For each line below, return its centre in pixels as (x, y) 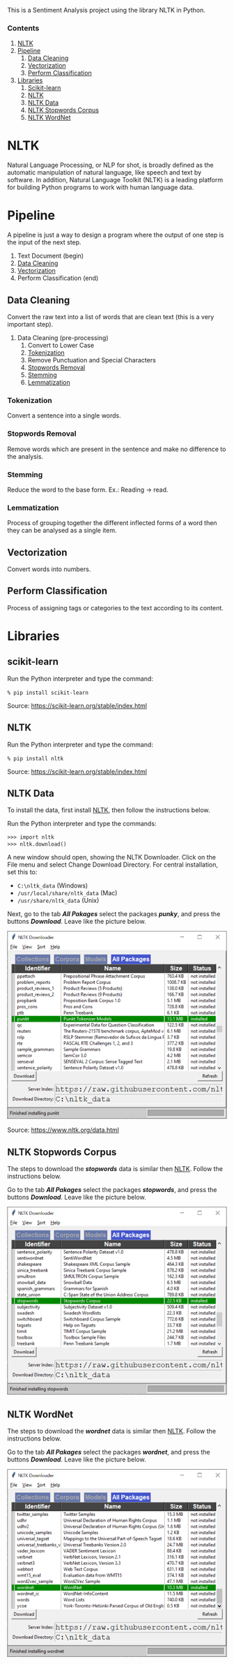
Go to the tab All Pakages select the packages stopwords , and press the (112, 1190)
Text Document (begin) (50, 256)
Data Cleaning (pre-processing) (63, 337)
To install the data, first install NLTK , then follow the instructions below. (109, 810)
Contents (23, 28)
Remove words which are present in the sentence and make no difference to (117, 449)
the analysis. (25, 456)
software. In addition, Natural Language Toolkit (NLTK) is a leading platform (115, 180)
